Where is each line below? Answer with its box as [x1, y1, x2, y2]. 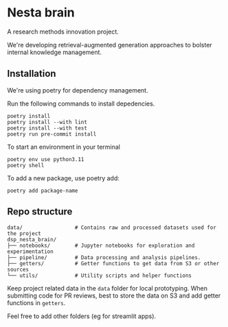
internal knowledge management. [7, 48, 102, 56]
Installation [7, 68, 56, 80]
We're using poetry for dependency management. [7, 86, 149, 94]
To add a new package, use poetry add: [7, 173, 120, 182]
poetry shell [7, 162, 45, 169]
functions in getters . [7, 298, 66, 306]
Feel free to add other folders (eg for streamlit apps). [7, 312, 157, 320]
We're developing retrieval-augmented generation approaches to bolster [7, 40, 213, 49]
